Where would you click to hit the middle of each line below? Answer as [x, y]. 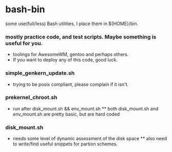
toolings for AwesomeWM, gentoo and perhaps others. [71, 54]
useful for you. [24, 43]
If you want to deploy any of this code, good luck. [65, 60]
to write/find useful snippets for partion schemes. [65, 144]
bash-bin [25, 9]
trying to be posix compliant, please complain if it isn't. [71, 84]
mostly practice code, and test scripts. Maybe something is [81, 37]
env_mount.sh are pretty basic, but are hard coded [66, 114]
